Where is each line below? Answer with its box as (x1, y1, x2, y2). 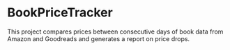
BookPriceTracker (7, 5, 113, 21)
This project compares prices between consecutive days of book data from (7, 27, 224, 36)
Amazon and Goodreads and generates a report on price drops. (7, 34, 190, 42)
